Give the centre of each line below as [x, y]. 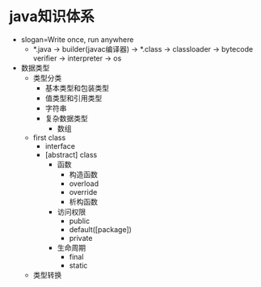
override [83, 192]
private [81, 238]
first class [49, 137]
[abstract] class [71, 154]
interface [60, 146]
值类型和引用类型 [74, 98]
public [80, 221]
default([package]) [101, 229]
